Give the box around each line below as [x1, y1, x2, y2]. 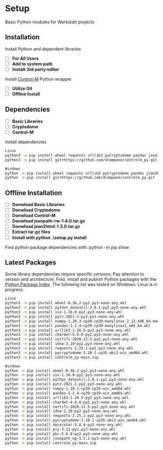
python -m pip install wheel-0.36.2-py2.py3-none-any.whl [5, 368, 125, 373]
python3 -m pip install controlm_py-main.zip [5, 355, 98, 360]
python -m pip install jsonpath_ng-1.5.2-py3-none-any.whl [5, 436, 127, 441]
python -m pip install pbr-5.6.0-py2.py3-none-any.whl [5, 431, 118, 436]
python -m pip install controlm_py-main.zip [5, 440, 97, 445]
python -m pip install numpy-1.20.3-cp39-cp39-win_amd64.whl [5, 386, 131, 391]
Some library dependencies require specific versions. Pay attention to [5, 271, 145, 277]
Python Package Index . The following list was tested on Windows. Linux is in [5, 281, 158, 287]
